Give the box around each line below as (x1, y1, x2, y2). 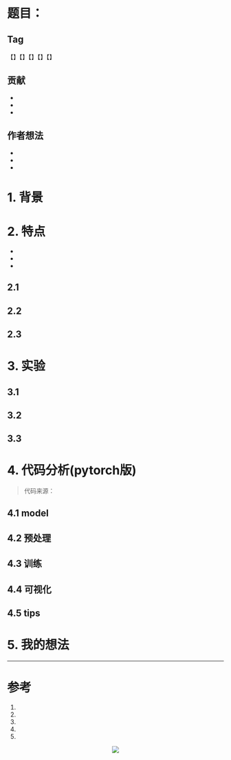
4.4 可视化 (7, 583, 52, 595)
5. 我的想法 (7, 637, 69, 653)
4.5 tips (7, 608, 41, 619)
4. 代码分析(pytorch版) (7, 463, 137, 479)
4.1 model (7, 507, 49, 519)
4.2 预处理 (7, 532, 52, 544)
